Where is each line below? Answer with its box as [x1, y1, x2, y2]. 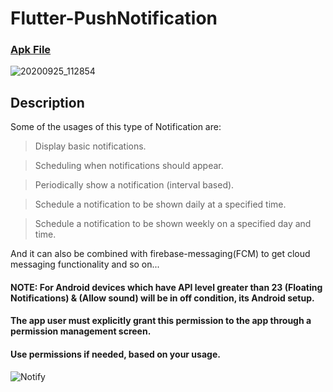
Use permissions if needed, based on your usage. [10, 348, 221, 361]
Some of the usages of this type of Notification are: [10, 121, 222, 133]
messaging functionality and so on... [10, 258, 160, 271]
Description [10, 94, 85, 111]
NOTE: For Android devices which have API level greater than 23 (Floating [10, 281, 323, 293]
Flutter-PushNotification [10, 7, 218, 30]
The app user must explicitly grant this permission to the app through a [10, 315, 312, 327]
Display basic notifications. [34, 140, 147, 152]
